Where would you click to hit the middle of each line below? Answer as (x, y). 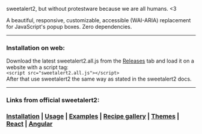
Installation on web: (35, 47)
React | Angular (29, 124)
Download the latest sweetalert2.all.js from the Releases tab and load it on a (100, 61)
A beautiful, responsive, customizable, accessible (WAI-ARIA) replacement (99, 20)
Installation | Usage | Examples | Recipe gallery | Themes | (93, 117)
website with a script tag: (38, 67)
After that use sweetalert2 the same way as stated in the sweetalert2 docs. (99, 79)
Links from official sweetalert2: (53, 100)
